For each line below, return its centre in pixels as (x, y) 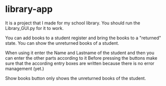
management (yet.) (25, 69)
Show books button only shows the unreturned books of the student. (76, 78)
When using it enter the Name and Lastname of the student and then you (80, 53)
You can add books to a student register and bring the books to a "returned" (83, 38)
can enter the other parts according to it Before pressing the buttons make (81, 58)
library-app (29, 9)
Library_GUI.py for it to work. (34, 28)
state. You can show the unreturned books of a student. (62, 43)
